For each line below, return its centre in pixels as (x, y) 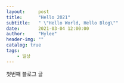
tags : (13, 51)
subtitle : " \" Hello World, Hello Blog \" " (62, 23)
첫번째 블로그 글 (25, 74)
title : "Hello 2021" (38, 17)
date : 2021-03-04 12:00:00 (48, 28)
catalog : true (24, 45)
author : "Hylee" (32, 34)
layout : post (28, 12)
